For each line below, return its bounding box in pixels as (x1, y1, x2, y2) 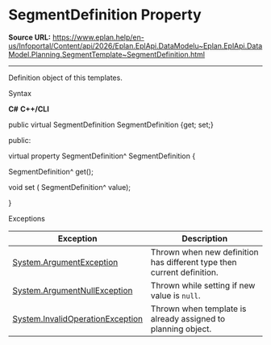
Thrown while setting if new (150, 280, 256, 291)
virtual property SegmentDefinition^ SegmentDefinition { (8, 151, 196, 161)
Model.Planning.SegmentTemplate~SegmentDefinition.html (8, 49, 206, 59)
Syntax (8, 88, 32, 98)
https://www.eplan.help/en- (52, 32, 145, 42)
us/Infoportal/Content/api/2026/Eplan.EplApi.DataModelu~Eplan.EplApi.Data (8, 40, 263, 50)
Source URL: (8, 32, 51, 42)
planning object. (150, 323, 212, 334)
